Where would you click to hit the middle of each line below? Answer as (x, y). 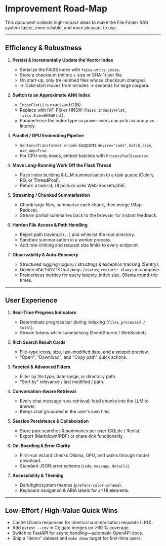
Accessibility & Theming (38, 475)
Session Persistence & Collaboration (50, 421)
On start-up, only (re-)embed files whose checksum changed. (83, 80)
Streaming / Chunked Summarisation (51, 195)
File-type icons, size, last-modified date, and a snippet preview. (84, 352)
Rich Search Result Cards (39, 342)
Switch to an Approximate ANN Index (51, 95)
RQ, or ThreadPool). (40, 180)
